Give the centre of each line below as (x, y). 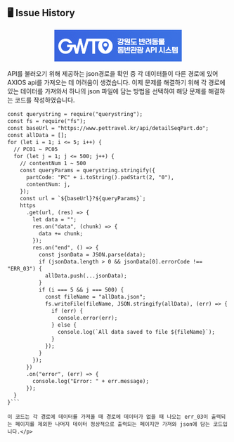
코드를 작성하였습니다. (45, 100)
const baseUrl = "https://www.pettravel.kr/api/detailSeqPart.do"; (108, 128)
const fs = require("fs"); (47, 121)
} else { (64, 325)
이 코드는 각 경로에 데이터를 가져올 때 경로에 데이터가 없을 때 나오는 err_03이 (108, 417)
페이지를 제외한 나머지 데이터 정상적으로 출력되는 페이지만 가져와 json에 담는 (113, 424)
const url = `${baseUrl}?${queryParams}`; (83, 198)
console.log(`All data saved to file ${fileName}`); (136, 332)
